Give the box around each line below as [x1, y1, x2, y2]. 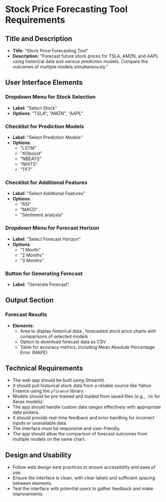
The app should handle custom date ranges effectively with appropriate [12, 404, 161, 410]
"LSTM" [20, 145, 37, 151]
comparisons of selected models [20, 333, 88, 339]
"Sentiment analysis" [20, 212, 64, 218]
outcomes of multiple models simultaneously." [12, 64, 108, 70]
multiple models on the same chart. [12, 436, 86, 442]
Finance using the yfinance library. [12, 388, 85, 394]
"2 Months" [20, 252, 44, 258]
